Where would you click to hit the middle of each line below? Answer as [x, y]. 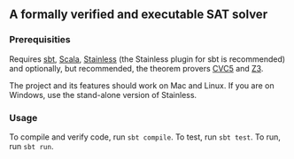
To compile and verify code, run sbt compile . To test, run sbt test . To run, [145, 137]
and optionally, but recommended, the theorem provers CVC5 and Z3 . [136, 68]
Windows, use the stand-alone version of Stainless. [103, 95]
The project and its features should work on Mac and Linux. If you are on [142, 85]
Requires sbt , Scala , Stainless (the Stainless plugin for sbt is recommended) [147, 59]
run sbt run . [31, 146]
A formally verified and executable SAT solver [139, 15]
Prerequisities [40, 40]
